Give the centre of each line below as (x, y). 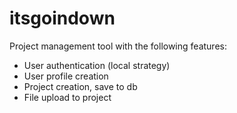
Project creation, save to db (80, 86)
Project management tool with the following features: (118, 46)
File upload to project (67, 97)
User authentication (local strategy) (97, 65)
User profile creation (66, 76)
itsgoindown (62, 18)
